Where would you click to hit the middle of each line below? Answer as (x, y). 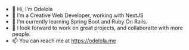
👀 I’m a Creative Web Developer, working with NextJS (78, 15)
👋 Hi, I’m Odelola (32, 9)
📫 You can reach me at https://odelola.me (64, 41)
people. (21, 34)
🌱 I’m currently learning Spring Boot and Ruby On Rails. (80, 21)
